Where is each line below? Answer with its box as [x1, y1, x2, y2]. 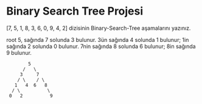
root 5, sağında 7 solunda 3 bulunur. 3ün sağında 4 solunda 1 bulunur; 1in [6, 36, 189, 43]
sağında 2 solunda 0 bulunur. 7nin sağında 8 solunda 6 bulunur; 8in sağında [6, 43, 196, 50]
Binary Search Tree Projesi [6, 4, 144, 18]
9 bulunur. [6, 49, 32, 56]
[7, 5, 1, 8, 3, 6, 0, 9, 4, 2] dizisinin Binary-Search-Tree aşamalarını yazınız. [6, 24, 191, 32]
